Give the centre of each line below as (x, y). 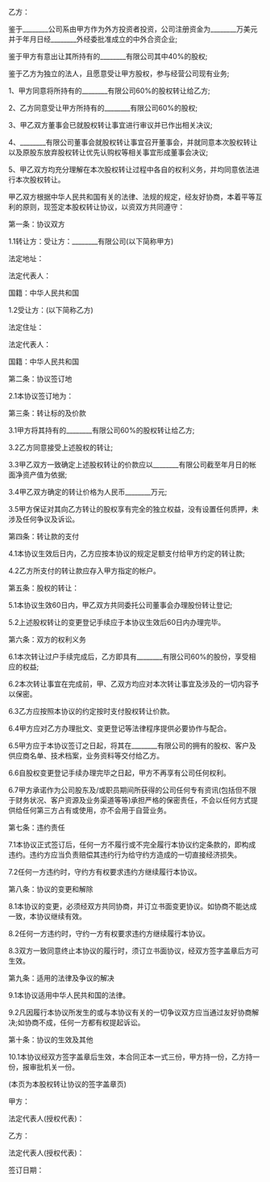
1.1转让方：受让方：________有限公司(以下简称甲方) (91, 241)
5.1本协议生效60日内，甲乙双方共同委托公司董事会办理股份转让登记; (120, 605)
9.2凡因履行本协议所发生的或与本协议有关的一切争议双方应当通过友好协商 (130, 1012)
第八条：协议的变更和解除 (51, 889)
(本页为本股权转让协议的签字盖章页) (68, 1084)
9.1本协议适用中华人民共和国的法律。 (69, 995)
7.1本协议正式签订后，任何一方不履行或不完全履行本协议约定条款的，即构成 (132, 844)
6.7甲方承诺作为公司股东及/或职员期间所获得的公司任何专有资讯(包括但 (126, 790)
